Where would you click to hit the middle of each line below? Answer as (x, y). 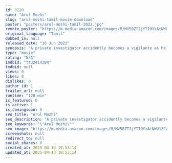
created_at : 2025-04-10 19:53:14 (41, 148)
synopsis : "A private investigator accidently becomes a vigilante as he (86, 48)
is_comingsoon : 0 (24, 110)
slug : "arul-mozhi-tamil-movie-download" (50, 19)
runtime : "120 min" (26, 96)
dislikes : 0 (18, 81)
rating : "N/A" (20, 57)
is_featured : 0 (21, 100)
